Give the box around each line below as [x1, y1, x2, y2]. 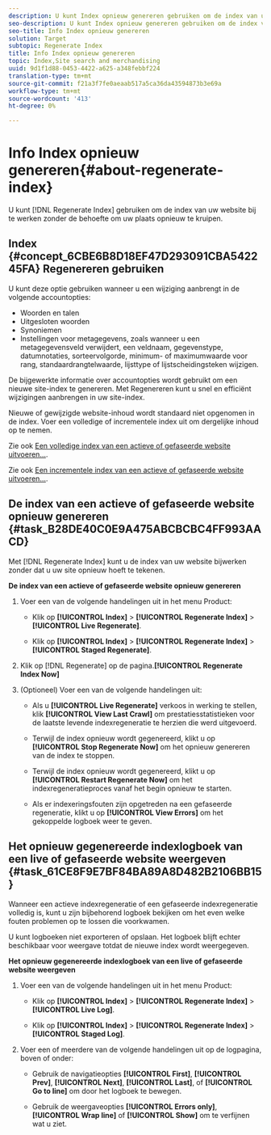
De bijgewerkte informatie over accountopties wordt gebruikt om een [8, 375, 238, 385]
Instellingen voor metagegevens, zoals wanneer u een [19, 333, 200, 344]
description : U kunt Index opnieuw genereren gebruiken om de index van [8, 11, 258, 20]
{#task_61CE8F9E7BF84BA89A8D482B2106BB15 [8, 865, 262, 879]
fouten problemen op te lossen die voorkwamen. [8, 916, 170, 926]
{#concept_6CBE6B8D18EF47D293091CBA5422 [8, 250, 258, 264]
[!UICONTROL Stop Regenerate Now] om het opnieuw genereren [31, 741, 250, 752]
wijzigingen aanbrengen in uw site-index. [8, 392, 145, 402]
